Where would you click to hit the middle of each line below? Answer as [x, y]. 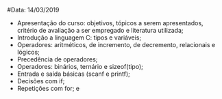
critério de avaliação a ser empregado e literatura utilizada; [100, 30]
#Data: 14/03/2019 [33, 10]
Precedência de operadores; [57, 59]
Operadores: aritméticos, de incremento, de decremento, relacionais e [116, 45]
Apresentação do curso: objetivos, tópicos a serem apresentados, [110, 23]
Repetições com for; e [48, 88]
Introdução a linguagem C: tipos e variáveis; [79, 38]
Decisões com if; [41, 81]
